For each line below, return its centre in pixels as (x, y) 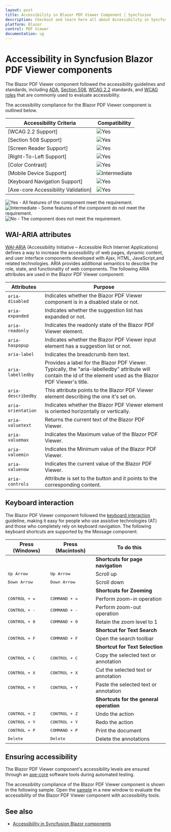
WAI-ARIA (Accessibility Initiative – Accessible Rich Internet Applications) (82, 247)
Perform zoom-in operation (129, 599)
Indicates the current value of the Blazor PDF (98, 463)
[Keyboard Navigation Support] (45, 181)
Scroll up (106, 574)
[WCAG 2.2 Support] (33, 131)
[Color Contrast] (27, 165)
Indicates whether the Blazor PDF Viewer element (104, 404)
